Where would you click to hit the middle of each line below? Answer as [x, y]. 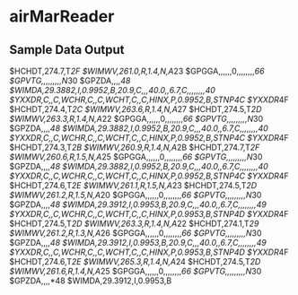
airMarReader [62, 17]
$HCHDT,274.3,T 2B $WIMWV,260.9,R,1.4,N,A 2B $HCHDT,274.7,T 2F [135, 147]
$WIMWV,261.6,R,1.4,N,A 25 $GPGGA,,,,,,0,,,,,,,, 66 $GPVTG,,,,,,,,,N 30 [136, 271]
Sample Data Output [67, 50]
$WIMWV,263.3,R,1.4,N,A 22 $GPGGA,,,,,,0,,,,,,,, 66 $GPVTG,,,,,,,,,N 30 [136, 119]
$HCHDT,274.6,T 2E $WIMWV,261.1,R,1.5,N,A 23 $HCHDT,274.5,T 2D [133, 185]
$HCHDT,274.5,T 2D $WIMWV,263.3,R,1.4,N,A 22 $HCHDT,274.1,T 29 [134, 223]
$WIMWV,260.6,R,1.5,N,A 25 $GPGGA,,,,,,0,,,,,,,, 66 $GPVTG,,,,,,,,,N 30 [136, 157]
